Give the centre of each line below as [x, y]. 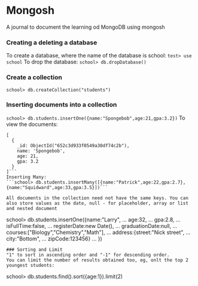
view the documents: [32, 124]
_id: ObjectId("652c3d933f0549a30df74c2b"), [73, 145]
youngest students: [31, 265]
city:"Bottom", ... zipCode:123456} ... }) [54, 238]
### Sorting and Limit [34, 250]
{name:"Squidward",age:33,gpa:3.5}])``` [57, 187]
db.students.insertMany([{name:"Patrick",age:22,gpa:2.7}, [111, 182]
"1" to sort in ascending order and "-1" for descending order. [88, 255]
